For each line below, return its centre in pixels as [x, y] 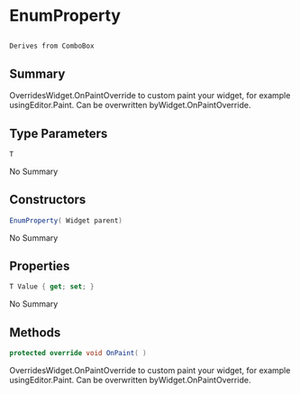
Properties [40, 266]
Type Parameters [59, 133]
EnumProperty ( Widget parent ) [66, 220]
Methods [35, 332]
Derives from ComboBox [52, 46]
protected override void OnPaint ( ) [78, 353]
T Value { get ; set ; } [52, 287]
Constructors [48, 200]
